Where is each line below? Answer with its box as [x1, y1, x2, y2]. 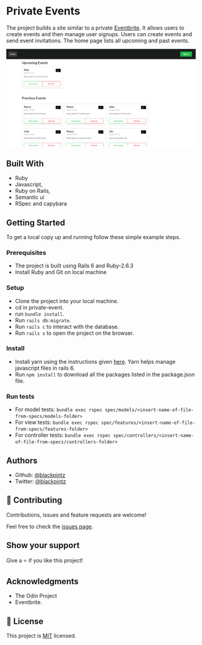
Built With [6, 158, 44, 169]
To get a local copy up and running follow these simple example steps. [6, 233, 181, 240]
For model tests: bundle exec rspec [14, 406, 103, 413]
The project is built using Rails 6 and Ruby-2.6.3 [14, 262, 133, 269]
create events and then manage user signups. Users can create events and [6, 30, 192, 37]
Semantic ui [14, 194, 44, 201]
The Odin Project [14, 592, 57, 600]
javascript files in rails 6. [14, 364, 75, 372]
